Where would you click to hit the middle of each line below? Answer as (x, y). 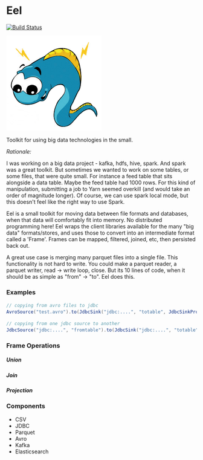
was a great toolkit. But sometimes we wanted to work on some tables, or (98, 169)
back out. (18, 245)
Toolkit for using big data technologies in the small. (69, 140)
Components (26, 406)
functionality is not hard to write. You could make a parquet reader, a (92, 264)
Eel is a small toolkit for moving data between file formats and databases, (97, 213)
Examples (21, 292)
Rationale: (19, 151)
